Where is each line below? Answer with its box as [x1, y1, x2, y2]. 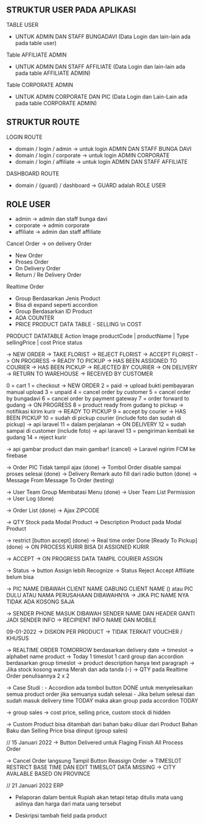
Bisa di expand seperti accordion [15, 301, 98, 309]
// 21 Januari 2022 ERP [6, 782, 64, 789]
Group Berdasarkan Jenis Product [15, 295, 100, 302]
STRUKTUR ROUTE [6, 117, 80, 127]
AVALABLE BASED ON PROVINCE [6, 770, 91, 778]
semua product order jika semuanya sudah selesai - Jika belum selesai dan [6, 690, 195, 698]
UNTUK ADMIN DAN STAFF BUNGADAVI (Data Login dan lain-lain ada [15, 33, 191, 40]
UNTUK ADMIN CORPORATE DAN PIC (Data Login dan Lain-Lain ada [15, 93, 188, 100]
